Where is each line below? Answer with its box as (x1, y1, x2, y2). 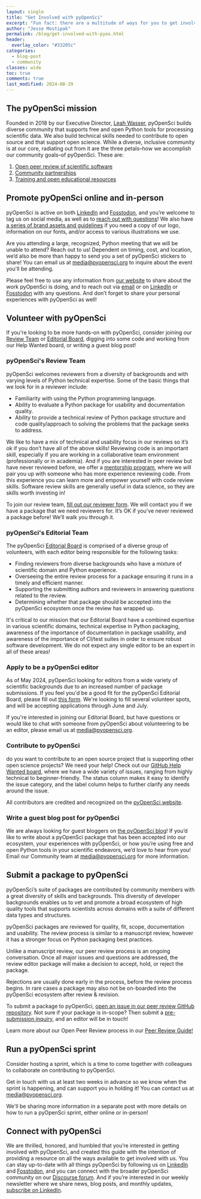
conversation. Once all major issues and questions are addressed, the (6, 954, 178, 961)
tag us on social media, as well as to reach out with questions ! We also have (6, 215, 193, 222)
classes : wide (6, 64, 42, 71)
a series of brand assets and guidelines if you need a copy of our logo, (6, 221, 181, 228)
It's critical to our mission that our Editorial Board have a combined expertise (6, 616, 194, 623)
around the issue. (6, 787, 49, 794)
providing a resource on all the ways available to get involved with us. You (6, 1155, 188, 1162)
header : (6, 37, 26, 43)
